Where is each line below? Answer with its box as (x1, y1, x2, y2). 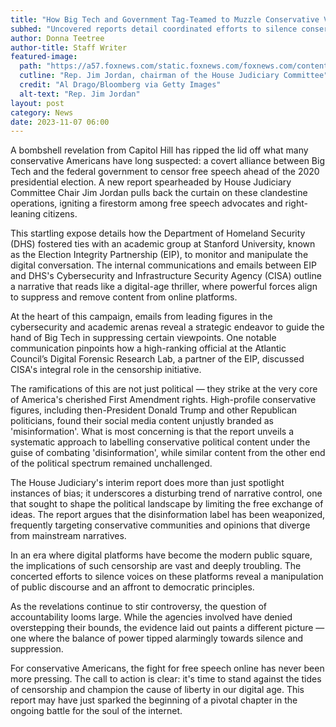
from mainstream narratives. (10, 530, 127, 542)
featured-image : (10, 52, 78, 62)
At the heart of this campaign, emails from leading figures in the (10, 311, 273, 323)
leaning (10, 208, 42, 220)
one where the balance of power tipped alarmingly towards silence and (10, 632, 304, 645)
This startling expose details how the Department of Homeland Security (10, 227, 306, 240)
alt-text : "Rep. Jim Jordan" (19, 89, 141, 99)
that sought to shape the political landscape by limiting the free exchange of (10, 498, 324, 510)
